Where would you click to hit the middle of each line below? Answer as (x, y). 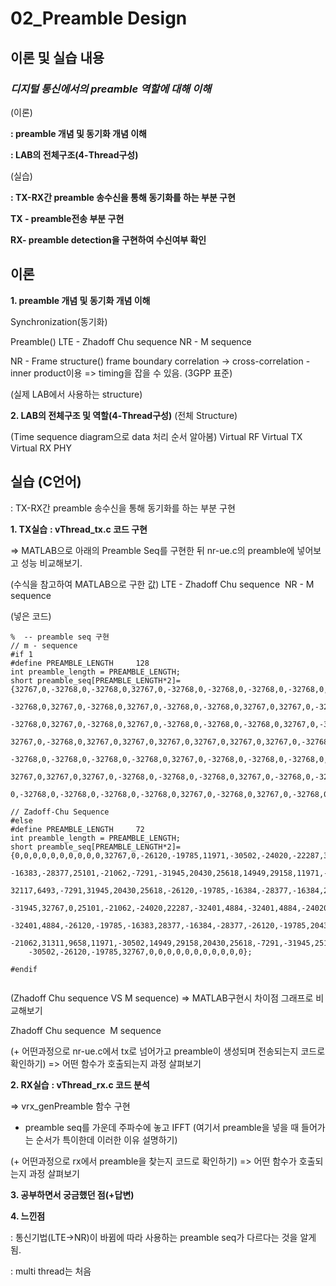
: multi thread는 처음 (51, 1271)
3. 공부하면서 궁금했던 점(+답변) (72, 1194)
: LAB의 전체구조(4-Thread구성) (74, 154)
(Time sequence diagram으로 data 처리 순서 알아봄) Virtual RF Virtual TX (156, 436)
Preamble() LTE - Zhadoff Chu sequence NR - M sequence (131, 341)
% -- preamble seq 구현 (60, 637)
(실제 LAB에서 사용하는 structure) (76, 394)
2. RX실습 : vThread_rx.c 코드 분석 (80, 1084)
